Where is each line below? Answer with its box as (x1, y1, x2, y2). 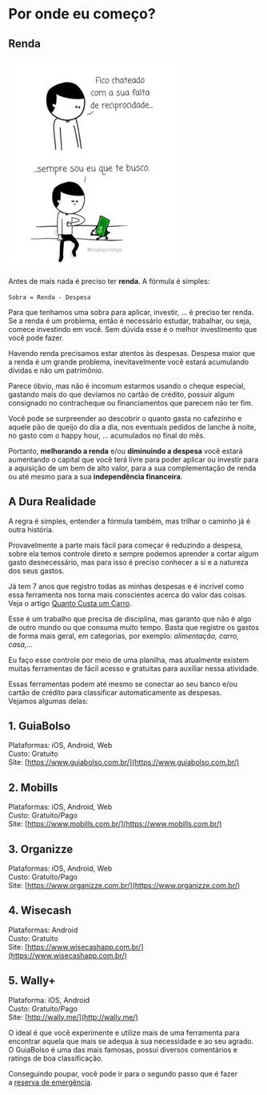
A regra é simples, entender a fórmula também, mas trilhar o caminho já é (8, 516, 251, 526)
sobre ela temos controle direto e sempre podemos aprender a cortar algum (8, 548, 259, 558)
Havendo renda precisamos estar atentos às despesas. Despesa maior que (8, 348, 256, 358)
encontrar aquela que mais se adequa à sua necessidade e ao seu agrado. (8, 1036, 254, 1046)
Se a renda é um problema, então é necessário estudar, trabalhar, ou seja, (8, 316, 252, 325)
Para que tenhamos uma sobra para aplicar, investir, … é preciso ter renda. (8, 307, 254, 317)
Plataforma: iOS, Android (8, 995, 90, 1004)
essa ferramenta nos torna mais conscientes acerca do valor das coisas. (8, 590, 248, 600)
